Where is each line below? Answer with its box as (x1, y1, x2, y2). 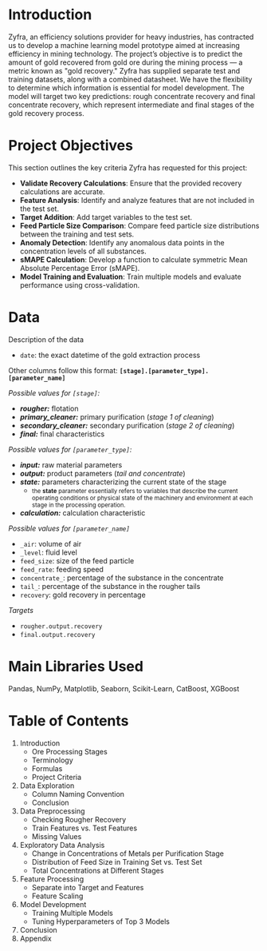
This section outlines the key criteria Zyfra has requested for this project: (8, 162, 248, 173)
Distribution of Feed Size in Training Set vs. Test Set (31, 857, 202, 866)
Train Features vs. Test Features (31, 823, 138, 833)
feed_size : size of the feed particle (19, 555, 135, 565)
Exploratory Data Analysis (19, 840, 105, 850)
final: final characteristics (19, 429, 105, 439)
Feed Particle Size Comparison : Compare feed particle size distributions (19, 221, 260, 230)
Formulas (31, 763, 63, 773)
